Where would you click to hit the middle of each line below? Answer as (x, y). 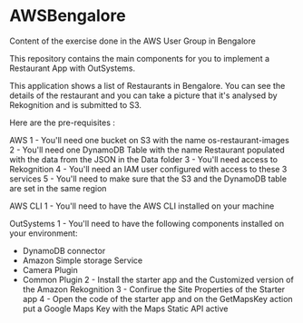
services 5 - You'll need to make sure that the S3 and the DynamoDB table (148, 179)
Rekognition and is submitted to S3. (76, 104)
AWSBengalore (68, 16)
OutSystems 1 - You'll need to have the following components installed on (147, 223)
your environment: (44, 233)
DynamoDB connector (64, 250)
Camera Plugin (50, 269)
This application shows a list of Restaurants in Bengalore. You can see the (147, 85)
